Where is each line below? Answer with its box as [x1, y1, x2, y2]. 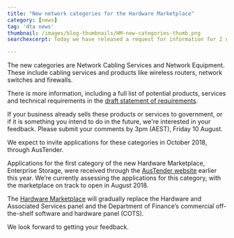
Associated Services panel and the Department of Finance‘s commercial [7, 202, 214, 210]
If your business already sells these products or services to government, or [7, 110, 223, 119]
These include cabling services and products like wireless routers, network [7, 69, 223, 77]
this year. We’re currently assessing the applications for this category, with [7, 174, 221, 182]
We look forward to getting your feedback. [7, 223, 129, 231]
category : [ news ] [7, 17, 58, 24]
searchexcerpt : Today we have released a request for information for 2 [7, 36, 223, 43]
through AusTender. [7, 146, 64, 154]
